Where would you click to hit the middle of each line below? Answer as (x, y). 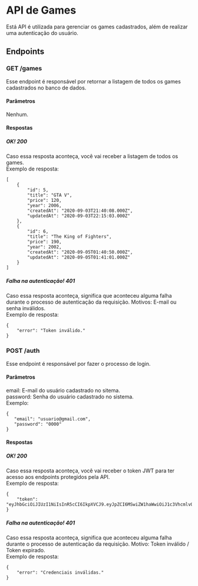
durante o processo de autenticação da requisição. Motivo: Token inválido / (98, 544)
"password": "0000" (38, 424)
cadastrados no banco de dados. (46, 88)
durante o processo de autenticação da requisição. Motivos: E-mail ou (91, 302)
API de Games (41, 10)
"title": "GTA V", (50, 195)
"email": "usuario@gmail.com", (52, 419)
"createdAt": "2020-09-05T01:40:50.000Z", (80, 252)
